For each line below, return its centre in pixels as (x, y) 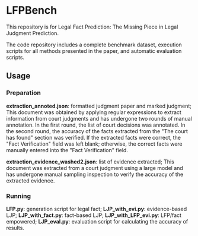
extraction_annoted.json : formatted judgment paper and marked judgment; (99, 106)
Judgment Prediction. (33, 33)
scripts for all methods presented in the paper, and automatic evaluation (94, 51)
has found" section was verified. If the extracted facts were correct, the (93, 137)
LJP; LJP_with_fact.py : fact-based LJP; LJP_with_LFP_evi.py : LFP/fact (94, 215)
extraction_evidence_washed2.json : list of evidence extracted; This (90, 162)
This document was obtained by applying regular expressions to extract (94, 112)
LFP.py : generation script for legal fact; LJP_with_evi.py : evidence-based (97, 209)
